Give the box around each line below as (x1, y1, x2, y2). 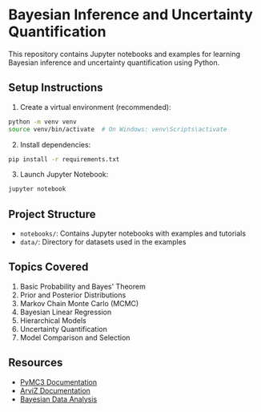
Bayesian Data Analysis (19, 394, 98, 404)
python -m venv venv (8, 118, 78, 126)
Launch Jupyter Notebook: (19, 170, 109, 180)
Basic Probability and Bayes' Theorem (19, 281, 146, 291)
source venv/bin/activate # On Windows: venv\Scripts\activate (8, 125, 227, 133)
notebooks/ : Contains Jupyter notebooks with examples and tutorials (19, 228, 247, 238)
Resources (8, 356, 63, 370)
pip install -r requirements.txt (8, 155, 120, 164)
